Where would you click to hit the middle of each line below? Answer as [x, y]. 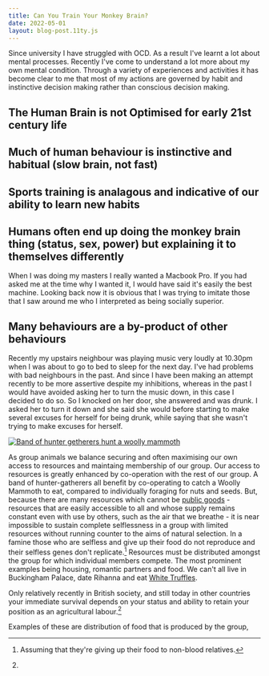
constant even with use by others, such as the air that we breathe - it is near [134, 517]
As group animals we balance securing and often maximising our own [123, 458]
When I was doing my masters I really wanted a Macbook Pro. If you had [128, 276]
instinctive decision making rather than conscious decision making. [119, 87]
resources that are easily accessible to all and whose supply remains [122, 508]
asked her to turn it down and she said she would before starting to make [129, 410]
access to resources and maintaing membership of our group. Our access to [134, 466]
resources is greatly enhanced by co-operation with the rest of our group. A [133, 474]
